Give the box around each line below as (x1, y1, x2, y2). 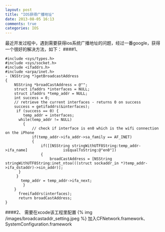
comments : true (5, 21, 37, 26)
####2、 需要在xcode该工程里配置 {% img (5, 210, 93, 216)
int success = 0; (14, 96, 50, 101)
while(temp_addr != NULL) (18, 117, 72, 122)
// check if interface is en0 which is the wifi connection (31, 126, 159, 131)
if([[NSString (40, 143, 70, 148)
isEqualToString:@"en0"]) (63, 148, 117, 153)
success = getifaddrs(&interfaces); (14, 104, 90, 110)
